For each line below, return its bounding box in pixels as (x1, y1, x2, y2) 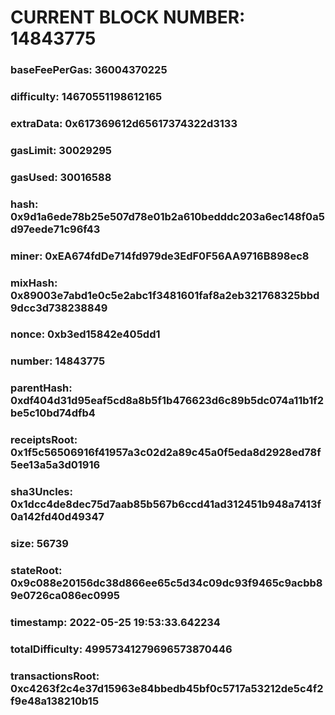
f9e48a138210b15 (10, 694, 100, 708)
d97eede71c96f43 (10, 222, 101, 236)
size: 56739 (10, 537, 69, 551)
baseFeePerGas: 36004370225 (10, 63, 168, 77)
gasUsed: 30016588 (10, 170, 112, 184)
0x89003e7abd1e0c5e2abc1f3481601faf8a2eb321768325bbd (10, 288, 320, 302)
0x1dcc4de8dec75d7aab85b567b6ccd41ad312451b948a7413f (10, 497, 322, 511)
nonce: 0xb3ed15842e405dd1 (10, 327, 161, 341)
